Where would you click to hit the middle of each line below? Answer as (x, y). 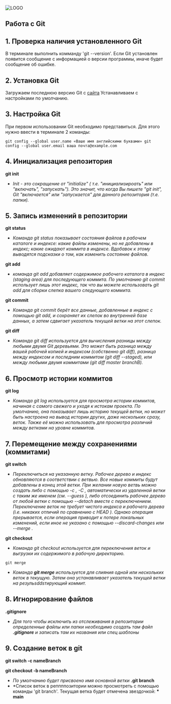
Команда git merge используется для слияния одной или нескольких (88, 572)
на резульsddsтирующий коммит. (49, 583)
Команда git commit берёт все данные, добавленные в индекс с (83, 310)
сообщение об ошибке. (31, 64)
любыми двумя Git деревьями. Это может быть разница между (82, 346)
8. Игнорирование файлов (49, 599)
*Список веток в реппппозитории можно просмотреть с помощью (86, 686)
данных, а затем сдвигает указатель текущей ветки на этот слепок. (87, 321)
